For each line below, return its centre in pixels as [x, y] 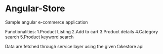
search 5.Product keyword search [40, 37]
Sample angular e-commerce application [46, 22]
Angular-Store [35, 9]
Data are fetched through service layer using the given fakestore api [74, 46]
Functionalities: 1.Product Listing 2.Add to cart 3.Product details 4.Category [81, 31]
